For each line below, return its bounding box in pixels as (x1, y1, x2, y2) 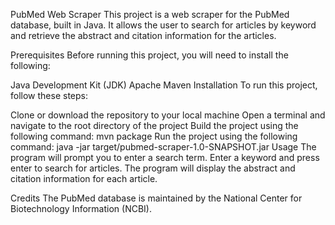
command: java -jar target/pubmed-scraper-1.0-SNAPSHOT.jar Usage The (10, 141, 317, 153)
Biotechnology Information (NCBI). (10, 203, 152, 214)
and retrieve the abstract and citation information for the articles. (10, 30, 277, 41)
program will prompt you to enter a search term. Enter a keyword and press (10, 152, 320, 163)
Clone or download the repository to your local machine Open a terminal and (10, 109, 326, 121)
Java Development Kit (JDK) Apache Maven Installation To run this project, (10, 79, 318, 91)
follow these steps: (10, 90, 88, 101)
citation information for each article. (10, 173, 158, 184)
